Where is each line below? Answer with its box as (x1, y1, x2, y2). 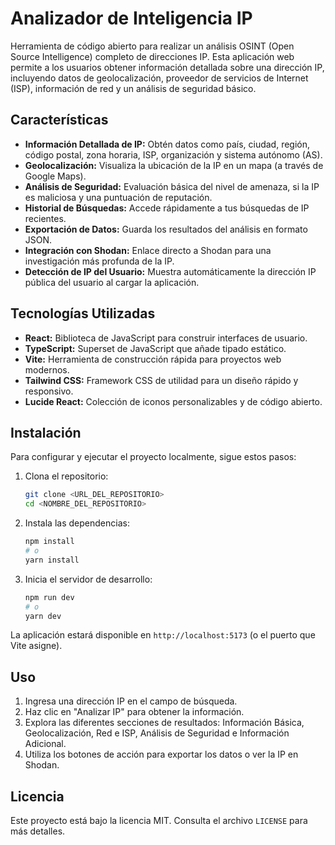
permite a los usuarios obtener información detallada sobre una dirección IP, (10, 61, 325, 73)
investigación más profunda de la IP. (24, 255, 175, 267)
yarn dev (24, 611, 62, 621)
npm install (24, 537, 75, 547)
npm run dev (24, 592, 75, 602)
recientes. (24, 212, 67, 224)
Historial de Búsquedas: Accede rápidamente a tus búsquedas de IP (24, 202, 310, 214)
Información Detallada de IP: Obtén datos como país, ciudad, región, (24, 138, 311, 150)
